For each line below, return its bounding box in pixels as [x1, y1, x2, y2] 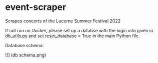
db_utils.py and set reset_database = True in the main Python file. [5, 33, 140, 39]
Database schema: [5, 42, 44, 48]
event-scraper [5, 1, 66, 13]
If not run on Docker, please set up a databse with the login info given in [5, 27, 153, 33]
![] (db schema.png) [5, 52, 46, 58]
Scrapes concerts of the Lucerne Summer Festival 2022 [5, 18, 121, 24]
